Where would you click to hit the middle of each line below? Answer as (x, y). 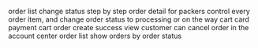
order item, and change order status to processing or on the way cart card (129, 19)
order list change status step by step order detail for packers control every (129, 11)
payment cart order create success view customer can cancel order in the (129, 27)
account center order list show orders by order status (95, 36)
